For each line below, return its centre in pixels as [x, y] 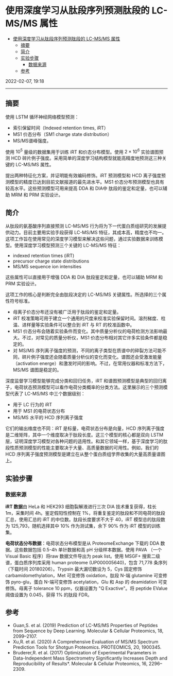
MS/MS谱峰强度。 [32, 141]
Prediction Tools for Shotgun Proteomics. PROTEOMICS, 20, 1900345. [87, 647]
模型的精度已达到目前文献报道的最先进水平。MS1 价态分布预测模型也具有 [87, 182]
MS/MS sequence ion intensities [47, 267]
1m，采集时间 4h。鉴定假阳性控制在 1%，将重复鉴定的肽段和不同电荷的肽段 [85, 513]
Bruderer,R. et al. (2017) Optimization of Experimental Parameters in [84, 652]
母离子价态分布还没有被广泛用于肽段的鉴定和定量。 [67, 312]
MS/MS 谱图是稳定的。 [37, 370]
